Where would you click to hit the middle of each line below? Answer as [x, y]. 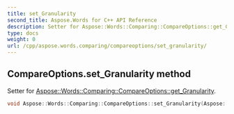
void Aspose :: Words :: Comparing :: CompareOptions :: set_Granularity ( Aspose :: [118, 104]
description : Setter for [43, 26]
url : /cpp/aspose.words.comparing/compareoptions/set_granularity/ [107, 46]
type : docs [23, 33]
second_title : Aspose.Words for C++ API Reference [82, 20]
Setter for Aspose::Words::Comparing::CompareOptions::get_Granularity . [111, 90]
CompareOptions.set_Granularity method [99, 74]
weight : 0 [22, 40]
